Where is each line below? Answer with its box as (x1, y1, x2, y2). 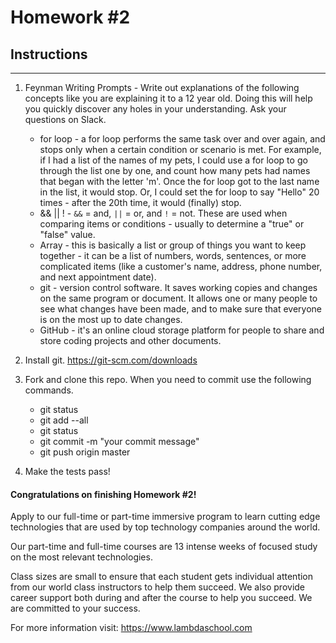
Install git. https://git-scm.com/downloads (24, 354, 198, 366)
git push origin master (39, 446, 131, 458)
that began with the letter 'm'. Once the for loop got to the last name (39, 176, 320, 187)
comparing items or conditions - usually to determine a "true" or (39, 218, 305, 230)
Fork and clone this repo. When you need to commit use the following (24, 374, 312, 385)
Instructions (10, 46, 88, 63)
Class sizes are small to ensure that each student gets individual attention (10, 571, 314, 583)
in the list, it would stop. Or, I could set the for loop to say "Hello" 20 (39, 186, 320, 198)
